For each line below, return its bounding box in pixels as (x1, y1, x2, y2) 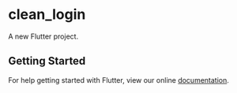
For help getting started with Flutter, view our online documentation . (8, 75, 229, 84)
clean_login (8, 6, 86, 24)
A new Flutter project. (8, 32, 79, 41)
